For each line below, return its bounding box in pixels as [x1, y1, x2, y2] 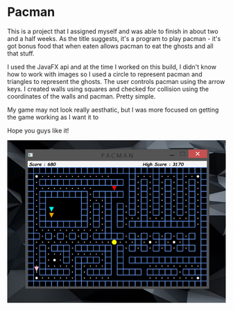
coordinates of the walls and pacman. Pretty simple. [7, 92, 156, 101]
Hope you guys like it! [7, 126, 69, 135]
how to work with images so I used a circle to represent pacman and [7, 70, 202, 78]
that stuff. [7, 49, 35, 58]
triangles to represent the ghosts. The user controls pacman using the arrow [7, 77, 225, 85]
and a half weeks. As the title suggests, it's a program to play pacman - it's [7, 34, 221, 42]
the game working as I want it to [7, 112, 99, 121]
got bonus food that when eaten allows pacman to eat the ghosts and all [7, 42, 214, 50]
